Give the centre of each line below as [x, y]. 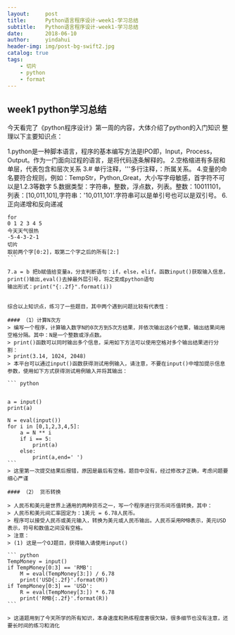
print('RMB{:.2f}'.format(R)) [64, 598]
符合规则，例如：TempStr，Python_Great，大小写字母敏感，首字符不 [119, 178]
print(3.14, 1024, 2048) [50, 357]
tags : [15, 60]
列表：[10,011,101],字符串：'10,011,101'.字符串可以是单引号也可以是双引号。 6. [117, 195]
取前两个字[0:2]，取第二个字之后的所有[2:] [63, 252]
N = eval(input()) [34, 421]
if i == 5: [36, 439]
